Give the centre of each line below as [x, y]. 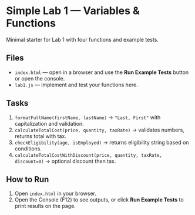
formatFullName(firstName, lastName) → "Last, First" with [88, 117]
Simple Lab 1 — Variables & [73, 11]
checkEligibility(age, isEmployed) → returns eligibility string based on [102, 142]
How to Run [28, 179]
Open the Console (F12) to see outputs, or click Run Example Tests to [99, 200]
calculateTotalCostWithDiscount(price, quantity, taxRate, [88, 155]
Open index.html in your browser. [56, 194]
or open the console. [40, 78]
